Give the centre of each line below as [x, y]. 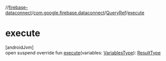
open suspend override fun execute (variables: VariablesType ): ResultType [83, 52]
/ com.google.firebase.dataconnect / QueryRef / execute [88, 13]
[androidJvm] [20, 47]
